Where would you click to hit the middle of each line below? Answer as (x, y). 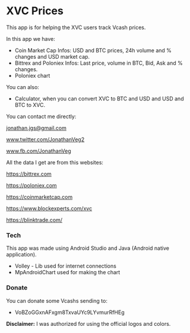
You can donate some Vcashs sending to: (57, 300)
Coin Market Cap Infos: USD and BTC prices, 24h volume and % (93, 50)
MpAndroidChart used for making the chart (67, 272)
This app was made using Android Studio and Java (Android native (88, 248)
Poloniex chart (32, 75)
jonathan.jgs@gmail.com (37, 128)
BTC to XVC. (30, 104)
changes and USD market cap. (52, 56)
